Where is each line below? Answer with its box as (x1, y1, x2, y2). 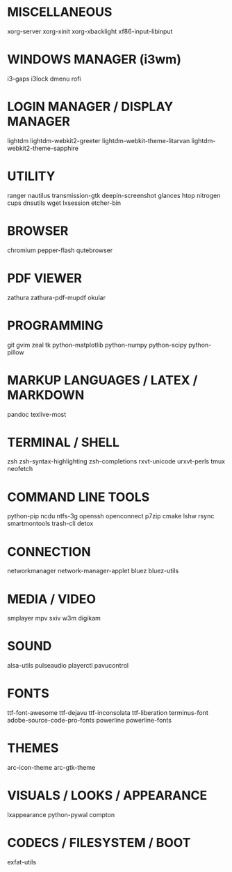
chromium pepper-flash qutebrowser (7, 246, 113, 254)
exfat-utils (7, 857, 37, 866)
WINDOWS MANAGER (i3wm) (7, 51, 182, 67)
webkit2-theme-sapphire (7, 144, 78, 152)
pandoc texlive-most (7, 410, 67, 418)
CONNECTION (7, 543, 92, 559)
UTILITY (7, 168, 56, 184)
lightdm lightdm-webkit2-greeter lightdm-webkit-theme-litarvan (7, 136, 190, 145)
